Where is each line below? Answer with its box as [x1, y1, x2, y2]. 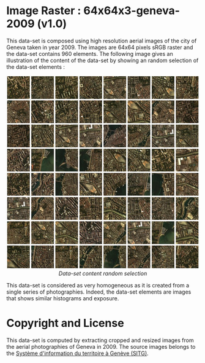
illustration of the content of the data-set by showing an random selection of [6, 57, 199, 64]
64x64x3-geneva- [83, 4, 181, 18]
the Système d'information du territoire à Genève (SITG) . [6, 349, 149, 357]
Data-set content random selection [58, 270, 147, 277]
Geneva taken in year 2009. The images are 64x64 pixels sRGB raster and [6, 44, 193, 51]
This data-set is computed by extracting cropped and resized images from [6, 336, 194, 344]
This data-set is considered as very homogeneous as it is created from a [6, 281, 190, 289]
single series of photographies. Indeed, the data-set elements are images [6, 288, 192, 295]
